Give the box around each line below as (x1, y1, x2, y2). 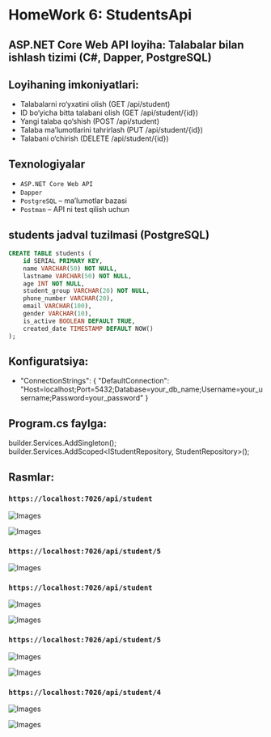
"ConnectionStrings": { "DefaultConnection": (19, 376, 170, 386)
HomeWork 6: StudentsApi (8, 6, 193, 24)
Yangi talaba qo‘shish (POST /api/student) (19, 116, 160, 126)
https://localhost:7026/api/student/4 (8, 688, 162, 697)
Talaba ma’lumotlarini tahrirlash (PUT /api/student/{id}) (19, 125, 204, 135)
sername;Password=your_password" (19, 393, 144, 403)
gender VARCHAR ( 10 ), (23, 310, 92, 318)
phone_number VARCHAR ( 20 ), (23, 294, 114, 303)
